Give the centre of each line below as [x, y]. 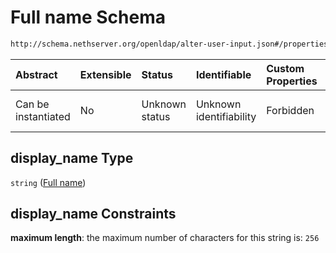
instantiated [43, 116]
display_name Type [72, 158]
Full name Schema [88, 17]
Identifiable [223, 74]
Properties [292, 81]
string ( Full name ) [48, 182]
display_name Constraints [93, 214]
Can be [32, 104]
